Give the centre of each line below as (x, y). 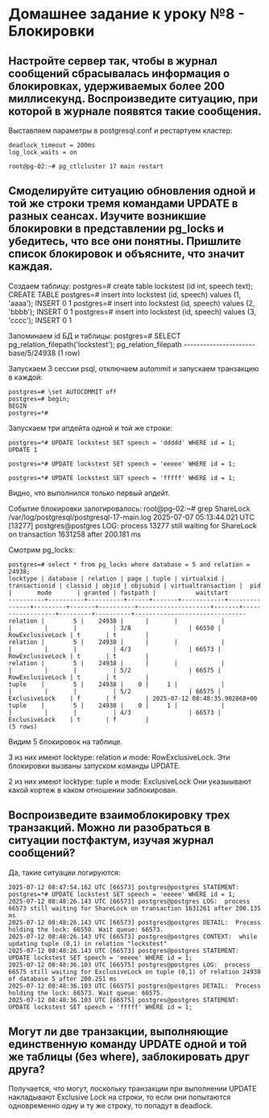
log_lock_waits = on (43, 152)
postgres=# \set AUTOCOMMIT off (62, 391)
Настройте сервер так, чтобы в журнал (113, 61)
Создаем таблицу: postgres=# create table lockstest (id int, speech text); (131, 286)
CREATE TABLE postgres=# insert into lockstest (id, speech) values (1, (125, 294)
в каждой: (25, 377)
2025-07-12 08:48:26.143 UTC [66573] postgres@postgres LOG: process (129, 901)
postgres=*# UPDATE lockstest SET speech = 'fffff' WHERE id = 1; (122, 478)
